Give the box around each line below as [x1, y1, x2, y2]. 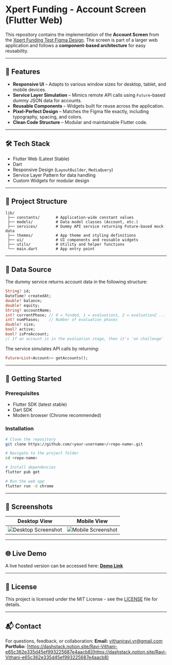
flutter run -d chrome [5, 483, 54, 489]
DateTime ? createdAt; [5, 294, 52, 299]
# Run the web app [5, 479, 45, 484]
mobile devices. [12, 86, 47, 93]
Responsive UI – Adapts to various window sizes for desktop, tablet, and [12, 81, 166, 87]
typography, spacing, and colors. [12, 114, 83, 120]
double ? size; [5, 322, 36, 327]
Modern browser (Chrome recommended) [12, 412, 101, 419]
